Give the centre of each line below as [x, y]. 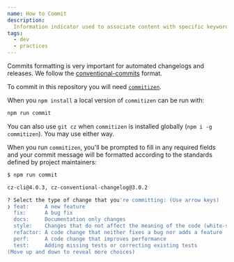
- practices [31, 46]
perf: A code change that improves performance [90, 239]
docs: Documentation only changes [70, 219]
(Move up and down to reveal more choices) [71, 252]
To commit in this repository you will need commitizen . [84, 87]
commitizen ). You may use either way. [61, 134]
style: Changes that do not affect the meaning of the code [107, 226]
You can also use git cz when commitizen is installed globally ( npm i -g [110, 126]
